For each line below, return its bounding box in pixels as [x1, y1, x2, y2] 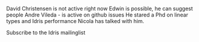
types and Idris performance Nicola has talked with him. [6, 18, 144, 24]
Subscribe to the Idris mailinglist [6, 29, 86, 36]
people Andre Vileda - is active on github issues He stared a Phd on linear [6, 11, 189, 18]
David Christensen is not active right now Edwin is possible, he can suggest [6, 5, 193, 12]
